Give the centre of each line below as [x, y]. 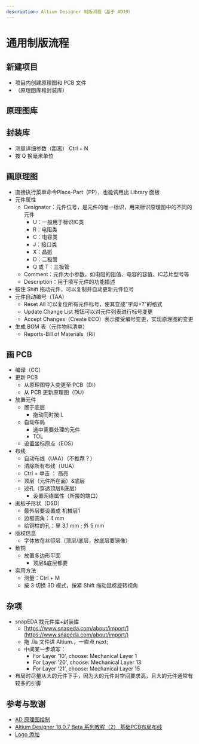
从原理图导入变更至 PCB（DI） [61, 385]
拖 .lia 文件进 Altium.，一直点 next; [66, 642]
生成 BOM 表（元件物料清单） [51, 326]
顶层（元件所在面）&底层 [54, 481]
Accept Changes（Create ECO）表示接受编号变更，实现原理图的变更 [108, 319]
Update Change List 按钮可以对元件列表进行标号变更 [88, 311]
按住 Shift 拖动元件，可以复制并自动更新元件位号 [74, 289]
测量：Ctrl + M [42, 578]
